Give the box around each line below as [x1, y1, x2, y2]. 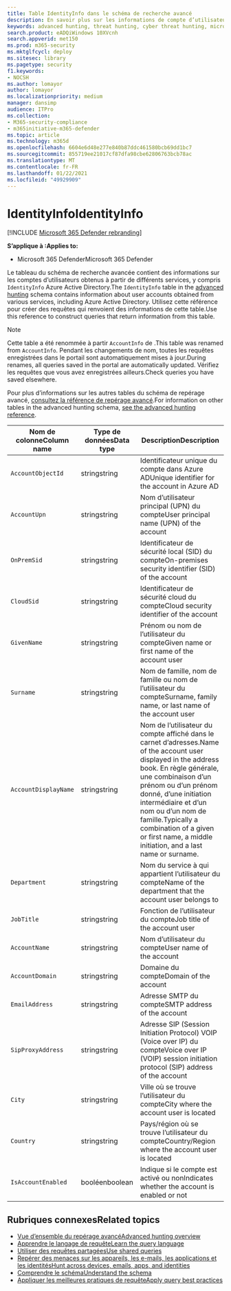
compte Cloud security [140, 601, 212, 610]
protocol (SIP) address [140, 1063, 213, 1072]
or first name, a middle [140, 832, 213, 842]
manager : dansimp [7, 100, 57, 107]
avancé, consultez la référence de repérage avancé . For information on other [7, 396, 223, 404]
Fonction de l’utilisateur [140, 906, 215, 916]
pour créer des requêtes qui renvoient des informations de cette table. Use [7, 305, 218, 313]
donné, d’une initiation [140, 789, 212, 799]
